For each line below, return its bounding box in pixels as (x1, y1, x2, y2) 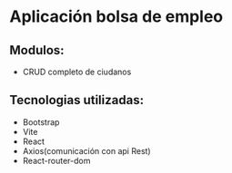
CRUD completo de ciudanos (22, 66, 132, 77)
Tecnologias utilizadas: (9, 92, 144, 108)
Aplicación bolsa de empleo (9, 6, 224, 27)
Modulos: (9, 43, 66, 58)
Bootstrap (22, 116, 60, 128)
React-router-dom (22, 155, 91, 166)
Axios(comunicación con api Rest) (22, 145, 152, 156)
